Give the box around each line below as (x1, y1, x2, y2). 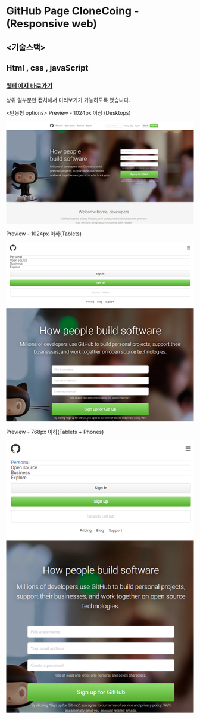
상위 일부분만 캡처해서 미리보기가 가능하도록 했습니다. (6, 97, 130, 104)
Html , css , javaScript (6, 63, 89, 73)
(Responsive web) (6, 17, 98, 30)
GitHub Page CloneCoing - (6, 4, 139, 18)
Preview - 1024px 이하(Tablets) (6, 230, 82, 237)
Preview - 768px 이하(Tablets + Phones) (6, 428, 104, 435)
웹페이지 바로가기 (6, 82, 53, 90)
